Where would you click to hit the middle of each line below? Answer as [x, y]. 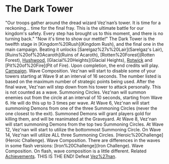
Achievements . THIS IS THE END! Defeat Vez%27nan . [61, 156]
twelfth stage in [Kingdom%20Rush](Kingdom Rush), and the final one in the [84, 44]
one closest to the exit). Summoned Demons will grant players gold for [78, 113]
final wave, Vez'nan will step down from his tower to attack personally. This [83, 87]
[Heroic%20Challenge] [139, 135]
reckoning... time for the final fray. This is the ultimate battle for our [75, 28]
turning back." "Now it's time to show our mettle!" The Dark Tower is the [80, 39]
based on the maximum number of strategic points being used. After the [80, 81]
